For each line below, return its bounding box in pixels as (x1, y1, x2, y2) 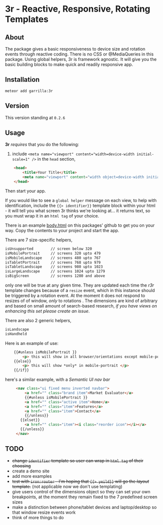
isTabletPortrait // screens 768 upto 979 (5, 260, 101, 265)
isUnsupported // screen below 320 (5, 246, 92, 251)
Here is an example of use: (5, 340, 59, 346)
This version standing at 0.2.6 (5, 114, 65, 120)
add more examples (12, 473, 52, 479)
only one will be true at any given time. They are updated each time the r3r (5, 282, 154, 288)
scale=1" (12, 157, 30, 162)
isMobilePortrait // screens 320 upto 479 (5, 251, 101, 256)
